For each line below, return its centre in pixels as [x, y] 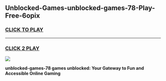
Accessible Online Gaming [33, 73]
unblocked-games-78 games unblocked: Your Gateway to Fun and [75, 68]
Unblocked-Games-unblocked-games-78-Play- [80, 8]
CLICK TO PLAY [24, 30]
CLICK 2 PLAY [22, 48]
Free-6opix [23, 16]
